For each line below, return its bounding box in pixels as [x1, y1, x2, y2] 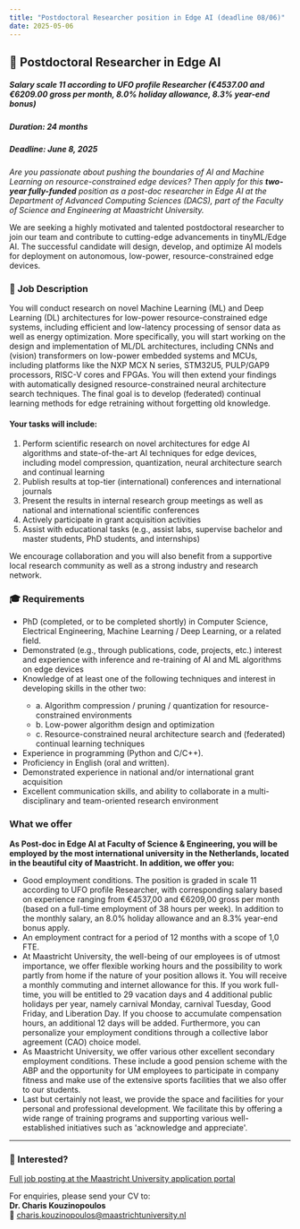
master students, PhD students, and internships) [21, 534, 201, 545]
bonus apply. [21, 922, 71, 932]
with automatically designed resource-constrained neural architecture [9, 378, 266, 390]
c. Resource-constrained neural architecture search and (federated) [35, 729, 286, 740]
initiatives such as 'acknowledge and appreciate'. [66, 1122, 248, 1133]
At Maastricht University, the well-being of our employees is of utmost [21, 950, 280, 961]
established [21, 1122, 65, 1133]
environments [81, 709, 132, 721]
